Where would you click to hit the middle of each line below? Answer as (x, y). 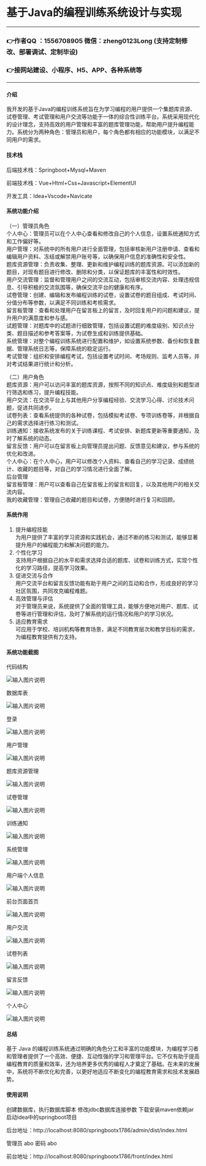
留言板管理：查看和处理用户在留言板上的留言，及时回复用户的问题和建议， (100, 310)
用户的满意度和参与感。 (41, 318)
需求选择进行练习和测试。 (49, 423)
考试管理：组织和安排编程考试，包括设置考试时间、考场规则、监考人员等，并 (103, 356)
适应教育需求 (31, 621)
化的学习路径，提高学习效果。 (53, 567)
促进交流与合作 (34, 575)
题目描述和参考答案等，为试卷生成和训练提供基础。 (81, 333)
